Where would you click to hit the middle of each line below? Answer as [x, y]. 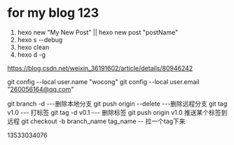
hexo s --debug [40, 39]
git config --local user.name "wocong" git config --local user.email [103, 81]
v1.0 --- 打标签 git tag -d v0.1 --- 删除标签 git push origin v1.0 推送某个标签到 [117, 112]
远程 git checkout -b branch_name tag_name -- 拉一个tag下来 [96, 121]
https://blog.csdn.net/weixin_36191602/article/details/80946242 [100, 68]
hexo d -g [32, 55]
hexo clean [33, 47]
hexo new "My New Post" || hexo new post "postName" [98, 32]
